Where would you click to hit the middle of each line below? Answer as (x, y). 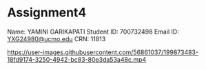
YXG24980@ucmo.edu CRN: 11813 (56, 38)
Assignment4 (47, 13)
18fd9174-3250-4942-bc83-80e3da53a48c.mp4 (77, 59)
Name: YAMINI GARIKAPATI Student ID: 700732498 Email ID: (93, 32)
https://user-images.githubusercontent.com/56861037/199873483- (103, 52)
